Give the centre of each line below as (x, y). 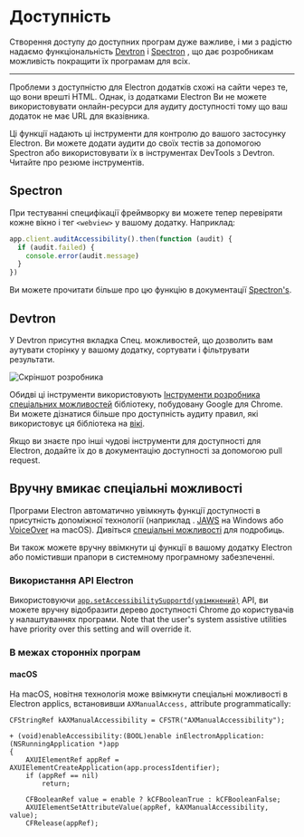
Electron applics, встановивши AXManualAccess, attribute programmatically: (150, 704)
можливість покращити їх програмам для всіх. (100, 61)
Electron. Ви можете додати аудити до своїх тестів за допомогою (135, 143)
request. (25, 460)
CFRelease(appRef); (62, 823)
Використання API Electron (71, 580)
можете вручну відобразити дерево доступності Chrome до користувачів (152, 610)
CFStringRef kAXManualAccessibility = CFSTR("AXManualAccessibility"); (147, 721)
